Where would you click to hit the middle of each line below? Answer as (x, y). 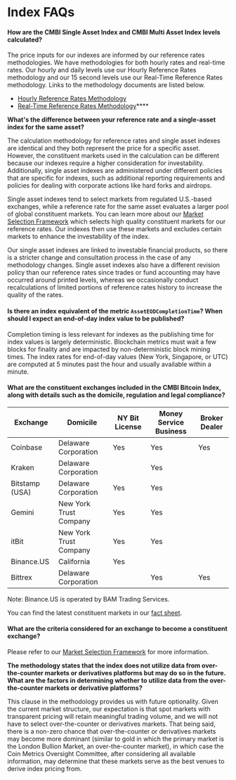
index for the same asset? (46, 127)
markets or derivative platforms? (93, 688)
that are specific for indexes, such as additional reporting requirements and (116, 178)
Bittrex (22, 577)
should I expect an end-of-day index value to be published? (96, 318)
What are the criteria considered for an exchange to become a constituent (118, 629)
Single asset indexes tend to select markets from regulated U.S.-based (110, 199)
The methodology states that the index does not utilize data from (104, 665)
